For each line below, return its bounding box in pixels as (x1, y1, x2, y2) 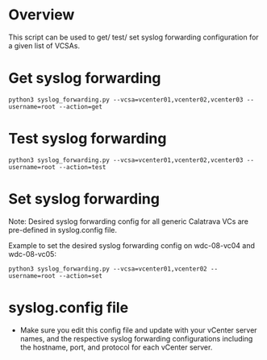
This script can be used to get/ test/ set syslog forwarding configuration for (8, 32, 260, 42)
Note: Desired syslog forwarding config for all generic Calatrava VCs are (8, 216, 248, 226)
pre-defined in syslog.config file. (8, 225, 118, 234)
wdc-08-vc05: (8, 249, 56, 259)
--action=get (59, 102, 103, 110)
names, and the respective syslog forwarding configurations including (19, 333, 253, 343)
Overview (8, 6, 75, 24)
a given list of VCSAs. (8, 40, 81, 50)
